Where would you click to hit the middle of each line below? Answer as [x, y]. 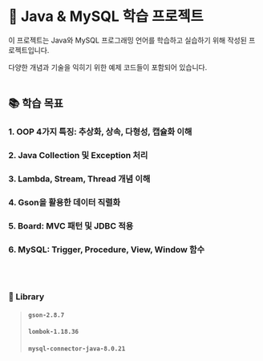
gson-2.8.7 [46, 315]
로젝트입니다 [28, 50]
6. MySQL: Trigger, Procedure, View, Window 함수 [107, 249]
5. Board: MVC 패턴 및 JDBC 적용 [71, 225]
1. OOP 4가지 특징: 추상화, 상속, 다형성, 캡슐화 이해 [100, 132]
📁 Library [26, 297]
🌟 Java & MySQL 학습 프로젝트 [106, 16]
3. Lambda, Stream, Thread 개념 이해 [79, 179]
